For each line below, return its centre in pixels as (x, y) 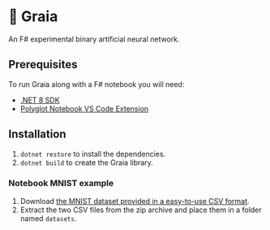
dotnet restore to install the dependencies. (93, 154)
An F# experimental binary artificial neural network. (94, 39)
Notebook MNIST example (61, 184)
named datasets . (48, 218)
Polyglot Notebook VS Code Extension (84, 108)
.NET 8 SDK (40, 100)
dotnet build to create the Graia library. (87, 163)
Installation (37, 135)
